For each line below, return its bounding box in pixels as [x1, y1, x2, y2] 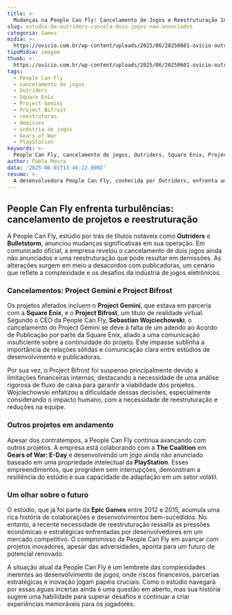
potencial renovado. [7, 550, 64, 558]
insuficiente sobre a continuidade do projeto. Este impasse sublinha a [7, 338, 205, 346]
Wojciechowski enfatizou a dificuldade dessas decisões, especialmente [7, 388, 211, 397]
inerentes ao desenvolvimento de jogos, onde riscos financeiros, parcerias [7, 571, 220, 579]
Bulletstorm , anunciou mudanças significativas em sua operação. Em [7, 239, 205, 247]
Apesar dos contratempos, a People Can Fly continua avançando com [7, 436, 206, 444]
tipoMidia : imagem [7, 49, 60, 56]
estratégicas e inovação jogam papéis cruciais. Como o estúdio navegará [7, 578, 216, 586]
